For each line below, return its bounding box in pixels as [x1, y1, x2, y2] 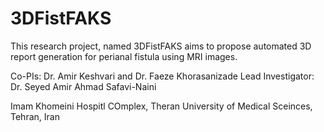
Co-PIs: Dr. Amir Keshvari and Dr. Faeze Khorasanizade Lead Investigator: [10, 70, 315, 82]
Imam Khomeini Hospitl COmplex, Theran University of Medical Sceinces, [10, 100, 313, 112]
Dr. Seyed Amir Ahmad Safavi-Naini [10, 80, 157, 92]
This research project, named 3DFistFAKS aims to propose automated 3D [10, 40, 312, 52]
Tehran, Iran [10, 110, 60, 122]
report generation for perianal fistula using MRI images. [10, 50, 238, 62]
